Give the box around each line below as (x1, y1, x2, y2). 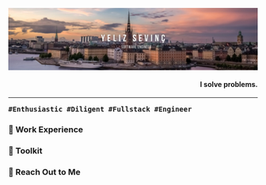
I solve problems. (199, 79, 258, 89)
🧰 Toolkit (8, 145, 43, 157)
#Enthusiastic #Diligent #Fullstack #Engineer (8, 105, 192, 114)
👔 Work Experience (8, 124, 84, 135)
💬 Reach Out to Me (8, 166, 81, 177)
